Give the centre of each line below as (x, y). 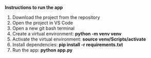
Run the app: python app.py (42, 50)
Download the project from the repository (56, 17)
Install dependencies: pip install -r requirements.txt (68, 45)
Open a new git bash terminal (43, 28)
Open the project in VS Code (43, 23)
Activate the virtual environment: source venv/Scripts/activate (79, 39)
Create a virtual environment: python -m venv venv (67, 34)
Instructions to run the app (34, 7)
